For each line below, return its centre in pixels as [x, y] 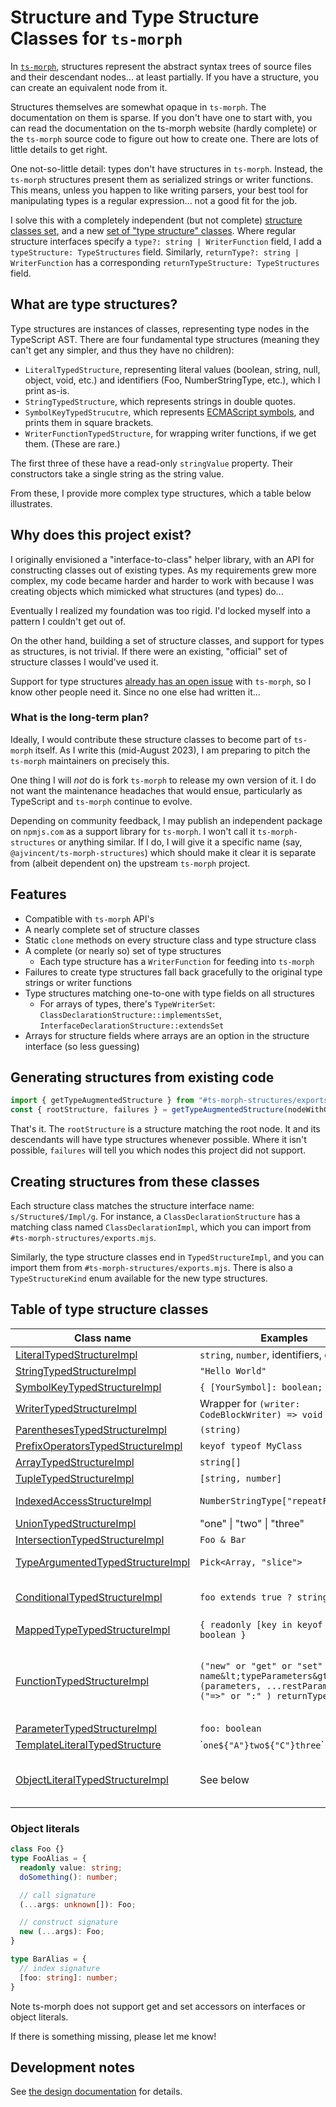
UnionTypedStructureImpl [76, 1523]
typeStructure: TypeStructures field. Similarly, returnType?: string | [155, 252]
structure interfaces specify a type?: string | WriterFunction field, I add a [166, 241]
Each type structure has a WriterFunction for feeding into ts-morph [177, 961]
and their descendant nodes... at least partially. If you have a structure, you [164, 77]
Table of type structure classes [109, 1309]
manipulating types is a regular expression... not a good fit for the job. [154, 200]
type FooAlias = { [48, 1859]
